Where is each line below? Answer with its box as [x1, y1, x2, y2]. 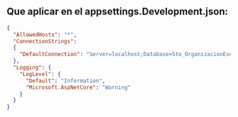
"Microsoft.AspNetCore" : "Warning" [25, 84, 131, 91]
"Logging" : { [13, 64, 52, 72]
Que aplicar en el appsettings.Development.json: [6, 6, 229, 18]
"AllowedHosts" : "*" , [13, 31, 77, 38]
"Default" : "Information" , [25, 77, 106, 84]
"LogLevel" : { [19, 70, 61, 77]
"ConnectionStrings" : [13, 38, 77, 45]
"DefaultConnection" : [19, 51, 83, 58]
